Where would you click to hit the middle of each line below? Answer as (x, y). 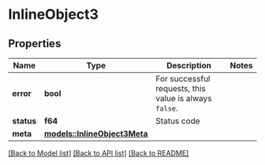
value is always (184, 98)
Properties (35, 44)
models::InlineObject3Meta (96, 134)
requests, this (181, 88)
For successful (183, 79)
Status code (178, 121)
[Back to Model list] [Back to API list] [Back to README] (99, 153)
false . (167, 108)
